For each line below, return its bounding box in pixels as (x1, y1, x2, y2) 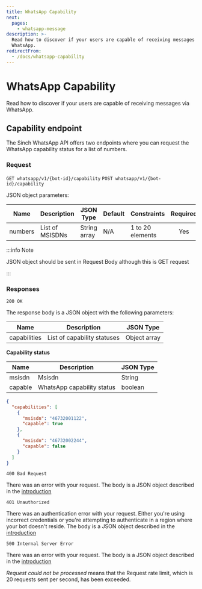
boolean (121, 383, 145, 391)
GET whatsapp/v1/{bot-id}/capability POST (6, 175, 113, 181)
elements (130, 231, 157, 239)
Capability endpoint (6, 123, 82, 133)
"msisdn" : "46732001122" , (22, 415, 87, 422)
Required (170, 209, 197, 217)
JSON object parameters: (6, 191, 69, 199)
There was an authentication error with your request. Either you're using (6, 510, 185, 517)
